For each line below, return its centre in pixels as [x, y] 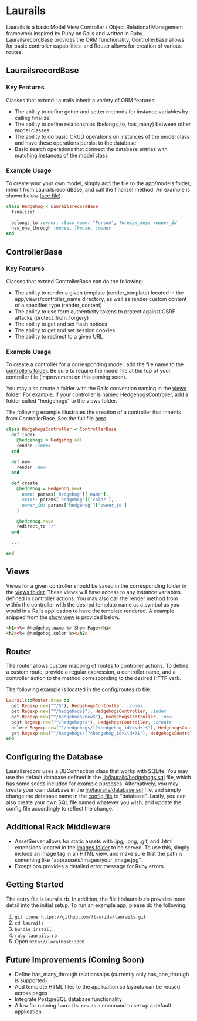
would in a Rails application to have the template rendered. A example [90, 611]
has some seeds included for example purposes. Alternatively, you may [92, 784]
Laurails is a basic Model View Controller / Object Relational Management [95, 27]
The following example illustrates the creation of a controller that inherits [94, 412]
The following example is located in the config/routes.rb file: [79, 689]
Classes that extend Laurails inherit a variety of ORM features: [81, 100]
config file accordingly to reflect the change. [60, 809]
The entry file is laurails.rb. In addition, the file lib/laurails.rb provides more [96, 899]
